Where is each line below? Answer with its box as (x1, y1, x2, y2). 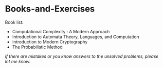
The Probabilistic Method (12, 44, 63, 50)
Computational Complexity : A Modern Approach (12, 28, 110, 34)
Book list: (5, 19, 24, 25)
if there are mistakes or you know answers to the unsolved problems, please (5, 53, 159, 59)
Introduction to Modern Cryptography (12, 39, 88, 44)
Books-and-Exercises (5, 3, 95, 14)
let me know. (5, 58, 31, 64)
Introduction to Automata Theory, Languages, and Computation (12, 34, 140, 40)
